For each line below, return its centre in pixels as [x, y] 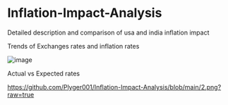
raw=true [21, 94]
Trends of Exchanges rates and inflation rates [73, 46]
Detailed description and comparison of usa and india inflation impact [108, 32]
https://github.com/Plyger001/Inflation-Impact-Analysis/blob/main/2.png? [114, 87]
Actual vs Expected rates [43, 73]
